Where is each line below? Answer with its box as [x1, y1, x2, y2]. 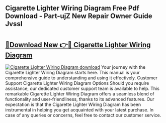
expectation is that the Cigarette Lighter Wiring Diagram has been [5, 101, 141, 107]
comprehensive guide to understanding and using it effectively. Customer [5, 75, 157, 81]
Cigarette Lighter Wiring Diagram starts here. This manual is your [5, 70, 140, 75]
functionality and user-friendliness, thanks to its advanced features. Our [5, 96, 154, 102]
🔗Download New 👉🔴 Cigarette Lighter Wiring [5, 40, 151, 49]
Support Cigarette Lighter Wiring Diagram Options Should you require [5, 80, 149, 86]
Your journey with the [101, 64, 146, 70]
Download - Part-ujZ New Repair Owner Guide [5, 12, 152, 21]
